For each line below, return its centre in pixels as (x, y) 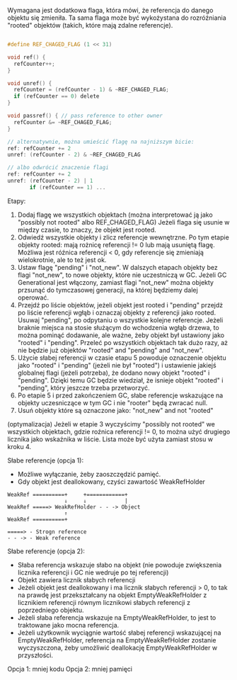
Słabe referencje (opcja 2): (46, 551)
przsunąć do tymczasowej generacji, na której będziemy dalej (108, 290)
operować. (33, 297)
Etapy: (17, 200)
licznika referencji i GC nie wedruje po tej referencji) (93, 572)
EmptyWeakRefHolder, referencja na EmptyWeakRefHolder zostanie (117, 640)
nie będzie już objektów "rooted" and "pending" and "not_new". (110, 350)
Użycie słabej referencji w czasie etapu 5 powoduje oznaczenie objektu (122, 358)
